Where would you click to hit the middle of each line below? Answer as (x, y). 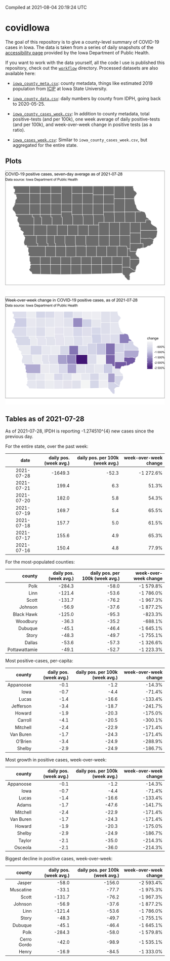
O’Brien (24, 741)
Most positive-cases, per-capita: (39, 661)
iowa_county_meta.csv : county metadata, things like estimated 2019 (82, 83)
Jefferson (22, 706)
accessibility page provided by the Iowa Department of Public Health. (78, 52)
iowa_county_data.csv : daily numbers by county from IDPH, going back (87, 98)
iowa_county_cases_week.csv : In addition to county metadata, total (81, 113)
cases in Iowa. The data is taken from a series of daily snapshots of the (79, 47)
